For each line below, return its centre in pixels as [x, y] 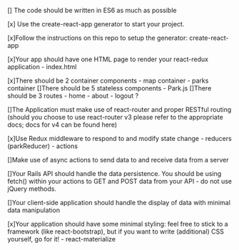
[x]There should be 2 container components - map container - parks [108, 80]
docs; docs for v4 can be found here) [62, 125]
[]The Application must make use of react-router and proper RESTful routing [119, 109]
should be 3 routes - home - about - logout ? [73, 96]
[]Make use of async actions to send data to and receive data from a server [118, 160]
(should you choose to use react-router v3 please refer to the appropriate [115, 117]
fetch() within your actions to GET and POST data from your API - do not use [119, 181]
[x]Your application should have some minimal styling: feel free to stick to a [118, 224]
